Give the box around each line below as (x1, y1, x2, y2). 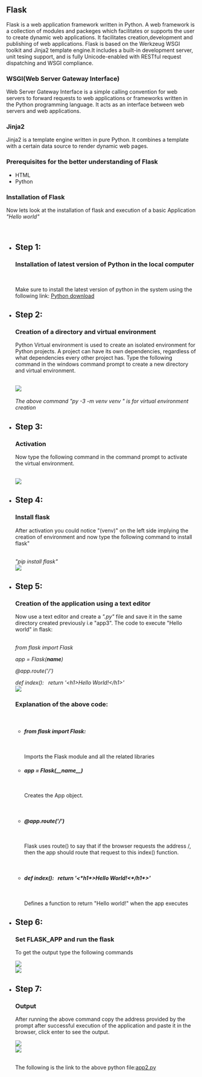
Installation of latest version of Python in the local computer (14, 260, 194, 269)
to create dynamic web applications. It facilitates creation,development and (6, 33, 193, 41)
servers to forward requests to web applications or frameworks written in (6, 95, 188, 102)
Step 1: (14, 242, 41, 252)
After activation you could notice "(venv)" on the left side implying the (14, 526, 189, 534)
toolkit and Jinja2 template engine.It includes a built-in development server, (6, 46, 194, 54)
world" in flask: (14, 626, 53, 633)
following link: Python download (14, 292, 95, 299)
